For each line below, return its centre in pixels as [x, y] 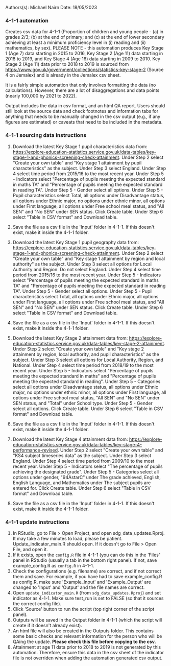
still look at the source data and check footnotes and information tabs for [82, 111]
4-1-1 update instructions [38, 522]
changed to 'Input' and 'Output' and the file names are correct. [79, 587]
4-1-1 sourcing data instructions [46, 135]
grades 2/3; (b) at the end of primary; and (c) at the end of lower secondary [85, 37]
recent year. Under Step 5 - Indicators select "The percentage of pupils [88, 466]
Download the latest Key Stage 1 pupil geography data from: [76, 242]
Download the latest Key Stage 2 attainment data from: [70, 338]
